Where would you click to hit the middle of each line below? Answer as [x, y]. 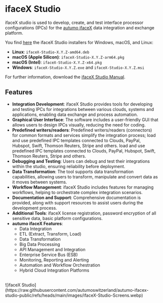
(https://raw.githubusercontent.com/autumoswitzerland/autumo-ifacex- [77, 290]
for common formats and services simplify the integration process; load [84, 135]
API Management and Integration [53, 249]
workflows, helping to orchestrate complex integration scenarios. [77, 192]
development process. [35, 208]
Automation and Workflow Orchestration [60, 265]
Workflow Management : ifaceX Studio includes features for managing [83, 187]
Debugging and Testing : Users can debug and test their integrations [81, 161]
